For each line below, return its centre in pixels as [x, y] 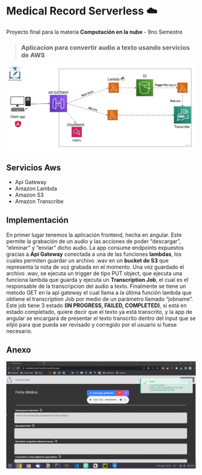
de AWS [33, 55]
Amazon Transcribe [39, 201]
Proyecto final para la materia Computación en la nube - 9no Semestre [94, 32]
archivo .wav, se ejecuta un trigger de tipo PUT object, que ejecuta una [94, 273]
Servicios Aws [34, 167]
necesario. [20, 331]
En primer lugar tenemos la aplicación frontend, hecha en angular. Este [94, 235]
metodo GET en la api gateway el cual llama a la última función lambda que [99, 292]
